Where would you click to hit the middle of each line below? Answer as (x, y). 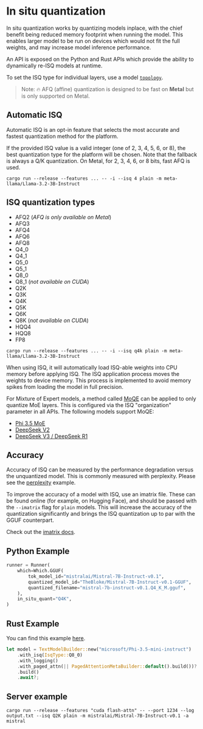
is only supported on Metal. (55, 96)
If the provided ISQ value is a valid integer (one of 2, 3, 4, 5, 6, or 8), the (96, 148)
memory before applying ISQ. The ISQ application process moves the (93, 374)
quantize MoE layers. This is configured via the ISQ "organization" (89, 405)
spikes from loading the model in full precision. (65, 386)
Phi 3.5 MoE (30, 423)
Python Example (38, 551)
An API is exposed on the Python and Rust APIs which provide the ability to (100, 59)
